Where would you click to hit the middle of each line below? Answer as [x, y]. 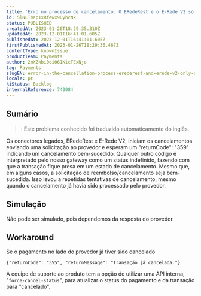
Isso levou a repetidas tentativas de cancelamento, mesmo [104, 179]
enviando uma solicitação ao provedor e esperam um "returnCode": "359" [98, 147]
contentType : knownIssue [37, 51]
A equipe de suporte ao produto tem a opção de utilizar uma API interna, [95, 274]
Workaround [30, 237]
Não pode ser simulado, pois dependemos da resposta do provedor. [90, 219]
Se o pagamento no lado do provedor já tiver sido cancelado [81, 252]
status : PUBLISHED [29, 23]
